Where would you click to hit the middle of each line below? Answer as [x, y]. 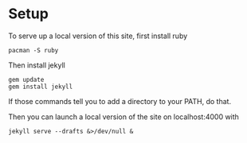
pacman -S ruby [33, 50]
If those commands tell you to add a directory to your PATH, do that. [120, 101]
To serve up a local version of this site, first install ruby [98, 36]
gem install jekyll [41, 87]
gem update [26, 79]
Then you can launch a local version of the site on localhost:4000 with [123, 117]
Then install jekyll [37, 65]
